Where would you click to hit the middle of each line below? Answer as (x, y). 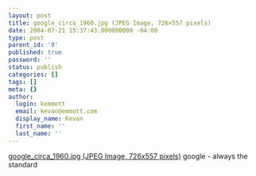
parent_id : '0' (33, 45)
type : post (26, 38)
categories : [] (33, 75)
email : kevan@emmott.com (56, 112)
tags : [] (23, 82)
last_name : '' (39, 133)
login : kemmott (41, 104)
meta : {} (23, 89)
